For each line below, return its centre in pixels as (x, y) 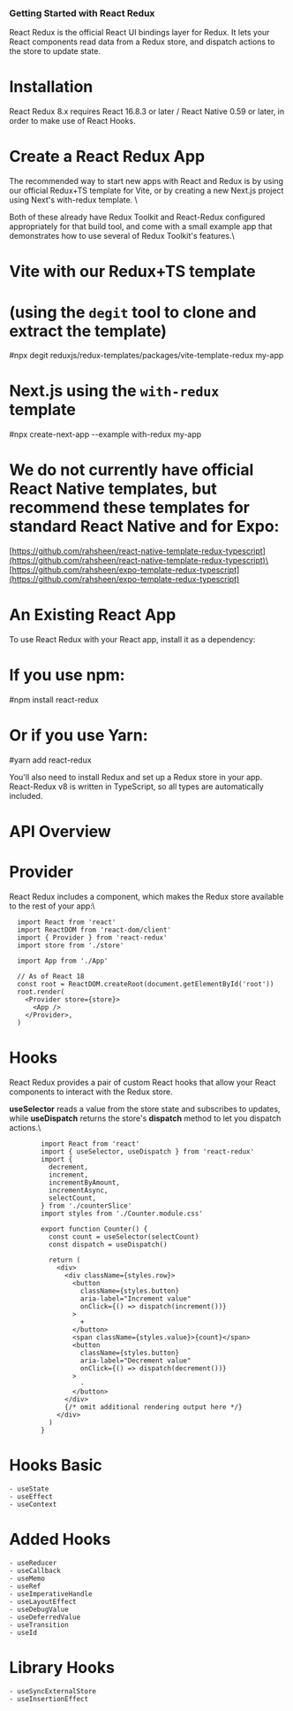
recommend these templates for (129, 508)
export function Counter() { (94, 1229)
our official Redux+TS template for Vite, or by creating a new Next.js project (146, 191)
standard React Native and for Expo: (144, 527)
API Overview (60, 832)
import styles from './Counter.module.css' (122, 1214)
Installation (51, 87)
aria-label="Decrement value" (135, 1361)
